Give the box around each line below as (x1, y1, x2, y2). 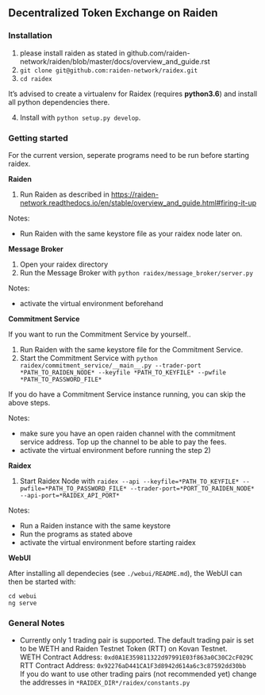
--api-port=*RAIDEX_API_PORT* (19, 491, 121, 499)
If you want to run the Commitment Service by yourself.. (8, 329, 192, 339)
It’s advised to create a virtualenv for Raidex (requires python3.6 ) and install (8, 89, 258, 98)
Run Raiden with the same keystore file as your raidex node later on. (19, 228, 243, 238)
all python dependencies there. (8, 97, 110, 106)
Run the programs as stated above (19, 529, 133, 539)
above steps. (8, 397, 51, 407)
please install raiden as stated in (19, 48, 125, 58)
